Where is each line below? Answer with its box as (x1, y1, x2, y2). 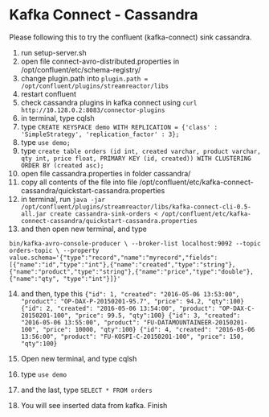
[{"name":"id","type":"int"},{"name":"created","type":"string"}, (9, 260, 236, 269)
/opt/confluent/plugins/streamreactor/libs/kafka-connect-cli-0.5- (20, 203, 251, 211)
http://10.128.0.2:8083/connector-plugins (20, 106, 165, 114)
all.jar (20, 209, 47, 218)
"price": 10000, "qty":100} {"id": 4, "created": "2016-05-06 (42, 325, 255, 333)
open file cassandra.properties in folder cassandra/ (20, 168, 191, 178)
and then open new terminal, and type (20, 224, 147, 233)
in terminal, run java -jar (20, 194, 105, 204)
